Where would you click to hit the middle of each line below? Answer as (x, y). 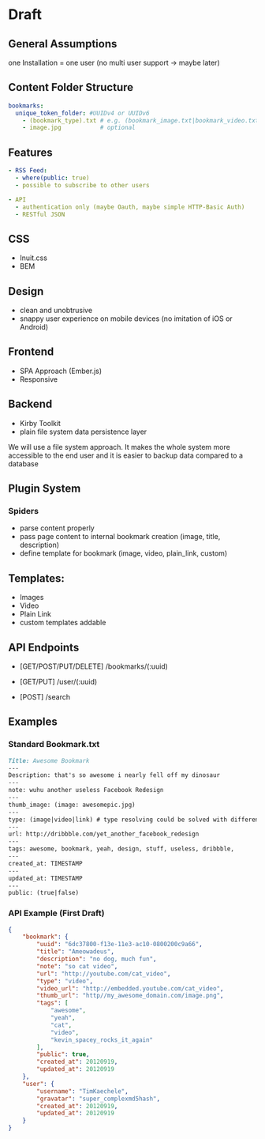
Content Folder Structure (71, 87)
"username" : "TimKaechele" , (82, 1091)
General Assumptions (63, 44)
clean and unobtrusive (56, 310)
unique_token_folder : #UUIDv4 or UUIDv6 (82, 113)
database (24, 463)
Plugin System (45, 489)
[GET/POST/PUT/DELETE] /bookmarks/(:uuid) (93, 666)
